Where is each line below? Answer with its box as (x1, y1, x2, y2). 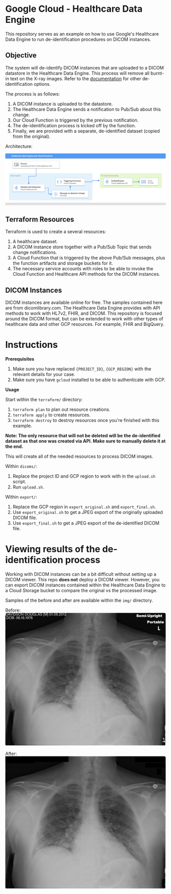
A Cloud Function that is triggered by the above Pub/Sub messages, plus (12, 255, 165, 261)
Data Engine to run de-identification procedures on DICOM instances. (5, 36, 151, 42)
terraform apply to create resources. (12, 412, 91, 418)
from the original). (12, 133, 51, 139)
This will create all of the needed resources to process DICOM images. (5, 453, 154, 460)
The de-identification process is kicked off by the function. (12, 122, 136, 128)
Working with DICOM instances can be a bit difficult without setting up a (5, 571, 157, 577)
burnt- (150, 70, 164, 76)
